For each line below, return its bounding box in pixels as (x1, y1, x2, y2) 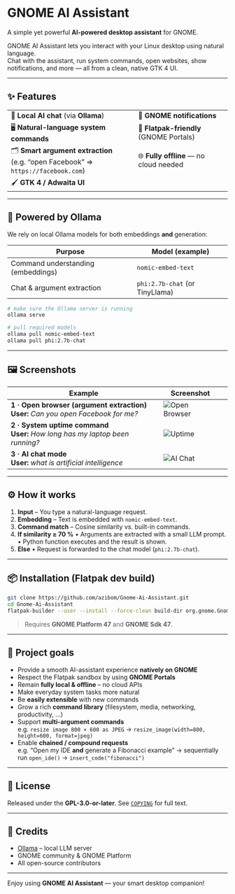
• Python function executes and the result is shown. (17, 537, 167, 546)
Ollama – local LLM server (17, 844, 92, 853)
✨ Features (7, 91, 57, 103)
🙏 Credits (7, 825, 49, 837)
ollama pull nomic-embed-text (7, 331, 96, 338)
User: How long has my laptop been (10, 429, 129, 439)
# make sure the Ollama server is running (7, 305, 133, 312)
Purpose (55, 246, 85, 256)
